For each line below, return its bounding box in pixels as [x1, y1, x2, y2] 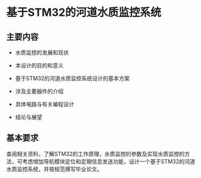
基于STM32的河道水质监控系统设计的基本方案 [15, 75, 130, 82]
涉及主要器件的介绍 [15, 87, 64, 95]
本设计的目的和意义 [15, 62, 64, 69]
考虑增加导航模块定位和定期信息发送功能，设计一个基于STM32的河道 [22, 157, 196, 165]
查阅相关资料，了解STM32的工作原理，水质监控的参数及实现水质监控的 [6, 150, 185, 157]
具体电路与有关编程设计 [15, 101, 74, 108]
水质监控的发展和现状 [15, 49, 69, 56]
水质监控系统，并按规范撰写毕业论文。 [6, 165, 102, 173]
